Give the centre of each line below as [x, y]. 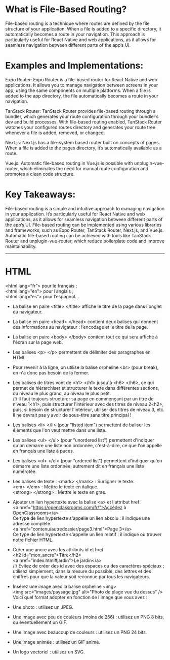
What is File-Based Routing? [66, 9]
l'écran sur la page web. [38, 342]
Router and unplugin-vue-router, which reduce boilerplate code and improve [85, 241]
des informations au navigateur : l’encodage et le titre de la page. [80, 327]
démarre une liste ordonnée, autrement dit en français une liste [78, 466]
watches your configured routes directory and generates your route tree [80, 127]
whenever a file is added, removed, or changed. [55, 133]
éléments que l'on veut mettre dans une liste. [59, 430]
